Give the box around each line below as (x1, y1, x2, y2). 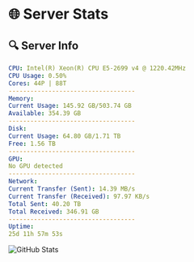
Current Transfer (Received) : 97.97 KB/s (8, 192, 150, 200)
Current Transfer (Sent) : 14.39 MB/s (8, 185, 136, 193)
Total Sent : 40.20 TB (8, 200, 82, 208)
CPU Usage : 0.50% (8, 71, 67, 79)
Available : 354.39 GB (8, 110, 82, 118)
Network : (8, 178, 38, 186)
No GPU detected (8, 162, 63, 170)
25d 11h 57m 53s (8, 230, 63, 238)
